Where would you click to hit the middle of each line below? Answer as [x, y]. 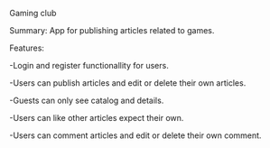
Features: [27, 48]
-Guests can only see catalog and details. [87, 100]
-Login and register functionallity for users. [89, 65]
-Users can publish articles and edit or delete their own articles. [128, 83]
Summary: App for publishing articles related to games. [112, 30]
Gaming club [33, 13]
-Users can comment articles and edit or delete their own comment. [135, 135]
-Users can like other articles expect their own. [97, 118]
